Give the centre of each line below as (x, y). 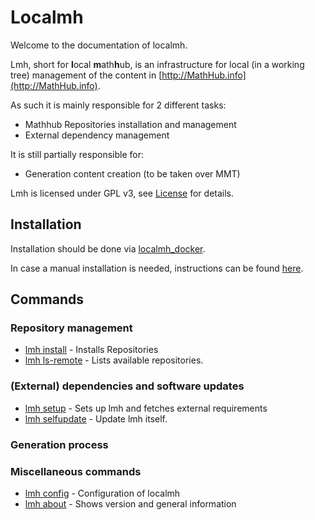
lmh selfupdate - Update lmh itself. (96, 418)
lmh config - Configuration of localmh (102, 493)
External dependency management (97, 135)
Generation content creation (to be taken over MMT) (132, 173)
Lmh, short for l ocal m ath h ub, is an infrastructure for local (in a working (157, 64)
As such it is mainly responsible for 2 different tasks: (118, 105)
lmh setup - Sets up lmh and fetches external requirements (146, 408)
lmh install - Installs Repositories (91, 350)
